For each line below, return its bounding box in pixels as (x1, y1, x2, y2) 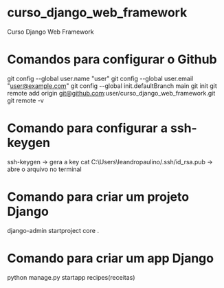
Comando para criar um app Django (7, 250, 214, 266)
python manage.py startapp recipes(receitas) (7, 273, 135, 281)
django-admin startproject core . (7, 226, 100, 234)
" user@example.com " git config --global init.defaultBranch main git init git (7, 81, 218, 90)
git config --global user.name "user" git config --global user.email (7, 74, 194, 82)
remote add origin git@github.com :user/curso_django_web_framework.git (7, 89, 216, 97)
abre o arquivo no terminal (7, 165, 82, 173)
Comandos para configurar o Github (7, 52, 218, 67)
